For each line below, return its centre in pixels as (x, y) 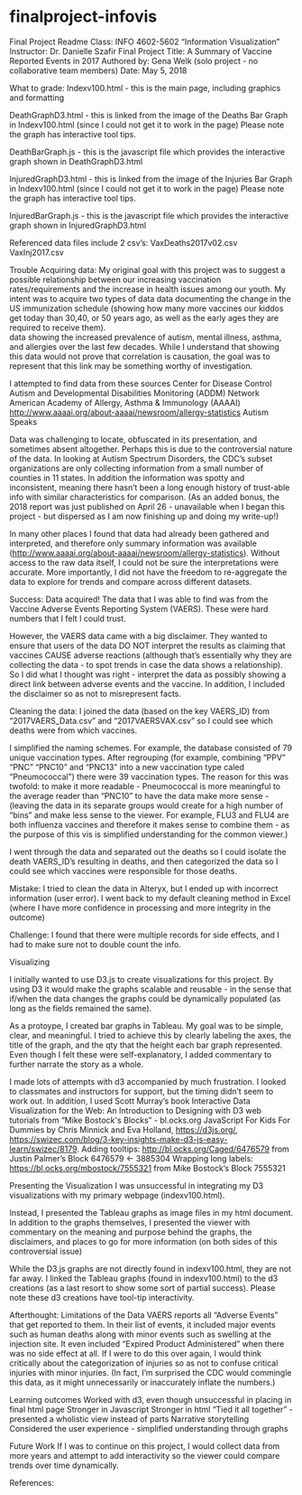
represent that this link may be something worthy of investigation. (131, 366)
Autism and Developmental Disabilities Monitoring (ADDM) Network (134, 393)
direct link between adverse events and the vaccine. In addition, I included (147, 683)
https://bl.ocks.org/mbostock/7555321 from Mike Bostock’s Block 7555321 (147, 1168)
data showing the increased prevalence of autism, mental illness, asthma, (146, 337)
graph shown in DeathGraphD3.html (76, 161)
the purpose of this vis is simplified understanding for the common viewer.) (149, 834)
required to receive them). (58, 327)
